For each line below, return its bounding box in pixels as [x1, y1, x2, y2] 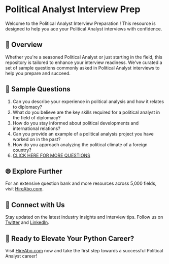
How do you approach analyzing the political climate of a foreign [12, 141, 148, 148]
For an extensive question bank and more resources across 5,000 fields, [5, 180, 157, 186]
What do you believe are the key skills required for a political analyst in [12, 109, 160, 115]
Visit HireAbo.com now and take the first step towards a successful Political [5, 248, 163, 253]
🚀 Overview [5, 41, 43, 49]
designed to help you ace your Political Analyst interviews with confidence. [5, 25, 162, 31]
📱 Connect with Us [5, 201, 65, 209]
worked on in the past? [12, 136, 61, 142]
